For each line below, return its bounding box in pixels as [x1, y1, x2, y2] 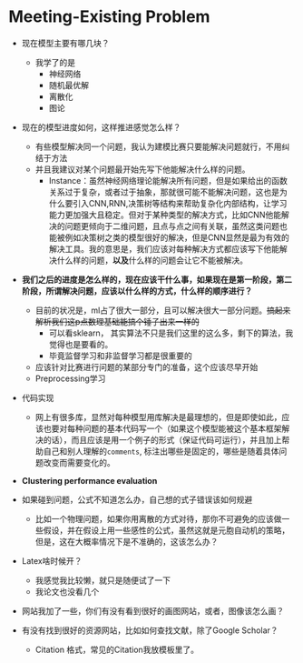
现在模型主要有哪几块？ [21, 37, 110, 48]
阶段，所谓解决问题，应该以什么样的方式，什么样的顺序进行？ [21, 285, 253, 296]
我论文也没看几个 [34, 586, 100, 597]
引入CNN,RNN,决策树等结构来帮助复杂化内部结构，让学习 [73, 197, 288, 208]
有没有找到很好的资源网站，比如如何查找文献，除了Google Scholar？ [21, 625, 279, 636]
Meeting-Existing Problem [8, 6, 210, 27]
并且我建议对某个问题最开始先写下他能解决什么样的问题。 [34, 164, 250, 175]
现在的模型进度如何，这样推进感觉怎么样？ [21, 121, 181, 133]
